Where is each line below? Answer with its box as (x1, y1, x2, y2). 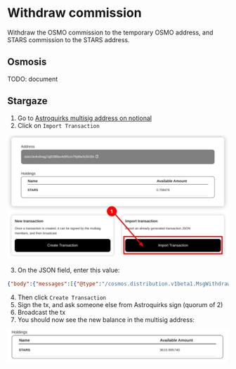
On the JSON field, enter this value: (17, 266, 120, 275)
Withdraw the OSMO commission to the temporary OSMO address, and (7, 28, 214, 37)
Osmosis (7, 56, 47, 68)
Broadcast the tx (17, 308, 66, 316)
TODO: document (7, 75, 58, 83)
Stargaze (7, 95, 48, 107)
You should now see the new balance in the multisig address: (17, 315, 195, 324)
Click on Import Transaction (17, 121, 100, 129)
